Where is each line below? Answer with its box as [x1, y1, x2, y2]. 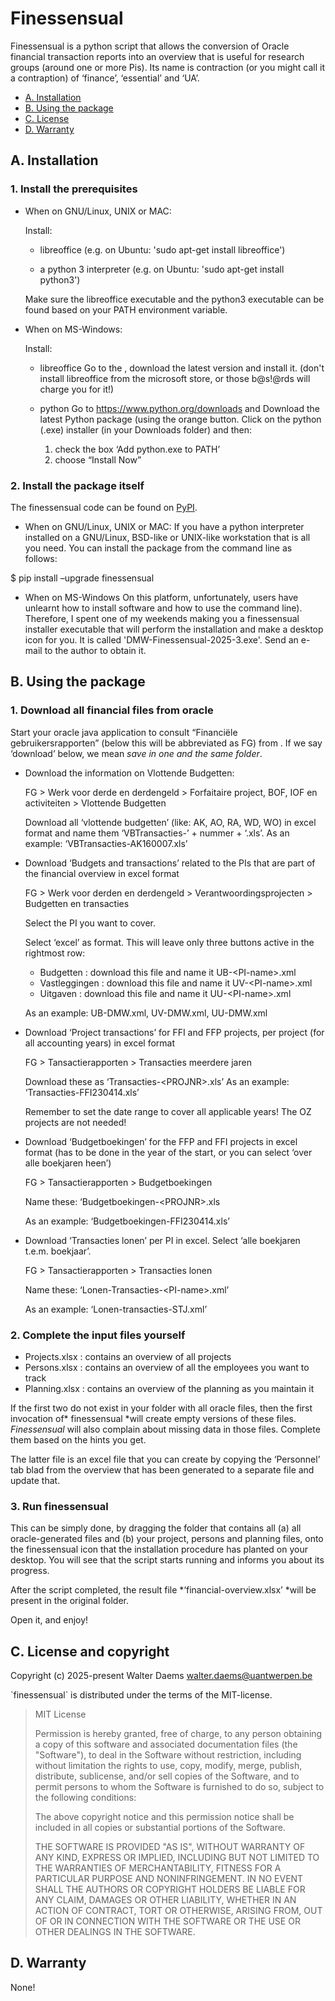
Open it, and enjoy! [10, 1614, 89, 1626]
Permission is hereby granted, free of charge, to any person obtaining [34, 1728, 323, 1740]
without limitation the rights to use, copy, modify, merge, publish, [34, 1760, 303, 1772]
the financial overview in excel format [24, 867, 180, 879]
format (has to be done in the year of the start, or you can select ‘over [24, 1146, 313, 1158]
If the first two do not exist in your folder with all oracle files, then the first [10, 1402, 313, 1414]
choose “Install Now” [54, 453, 142, 466]
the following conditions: [34, 1792, 137, 1804]
